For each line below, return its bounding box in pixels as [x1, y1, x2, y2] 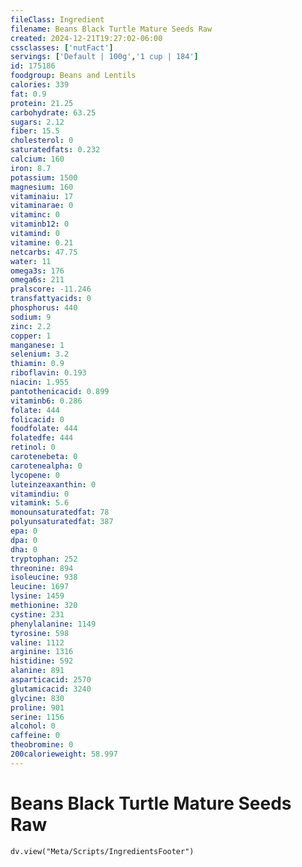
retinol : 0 [10, 442, 56, 453]
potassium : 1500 [10, 172, 78, 183]
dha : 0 [10, 544, 38, 555]
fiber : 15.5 [10, 126, 60, 136]
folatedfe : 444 [10, 433, 74, 443]
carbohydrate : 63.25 [10, 107, 97, 118]
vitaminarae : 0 [10, 201, 74, 211]
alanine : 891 [10, 666, 65, 676]
